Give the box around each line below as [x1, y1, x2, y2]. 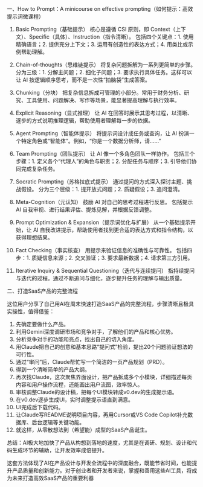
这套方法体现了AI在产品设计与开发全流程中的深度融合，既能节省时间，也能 [7, 459, 192, 466]
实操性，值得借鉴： [7, 308, 55, 315]
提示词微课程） [7, 13, 44, 20]
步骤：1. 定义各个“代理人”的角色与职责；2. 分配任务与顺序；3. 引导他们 [15, 158, 192, 165]
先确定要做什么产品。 [15, 320, 69, 328]
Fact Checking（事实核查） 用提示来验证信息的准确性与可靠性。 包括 [15, 247, 187, 253]
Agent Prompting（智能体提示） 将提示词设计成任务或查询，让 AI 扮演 [15, 130, 190, 137]
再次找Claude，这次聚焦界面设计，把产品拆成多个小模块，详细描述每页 [15, 374, 193, 380]
